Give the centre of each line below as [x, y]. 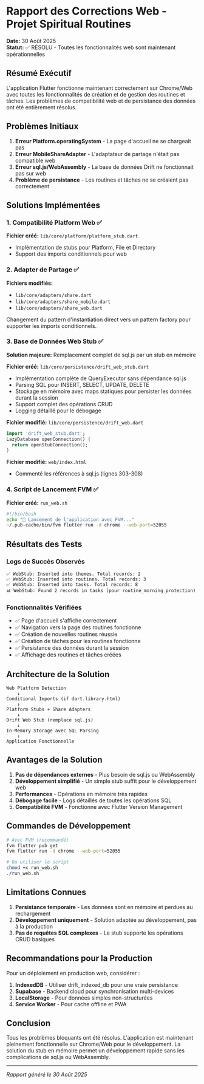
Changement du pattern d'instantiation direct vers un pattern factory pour [99, 319]
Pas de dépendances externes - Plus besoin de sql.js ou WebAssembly [105, 774]
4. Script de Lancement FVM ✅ [53, 489]
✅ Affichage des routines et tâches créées [68, 655]
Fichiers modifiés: [30, 283]
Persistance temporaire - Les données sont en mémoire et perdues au [104, 907]
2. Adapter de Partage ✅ [43, 270]
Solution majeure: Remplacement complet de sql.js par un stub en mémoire [101, 355]
